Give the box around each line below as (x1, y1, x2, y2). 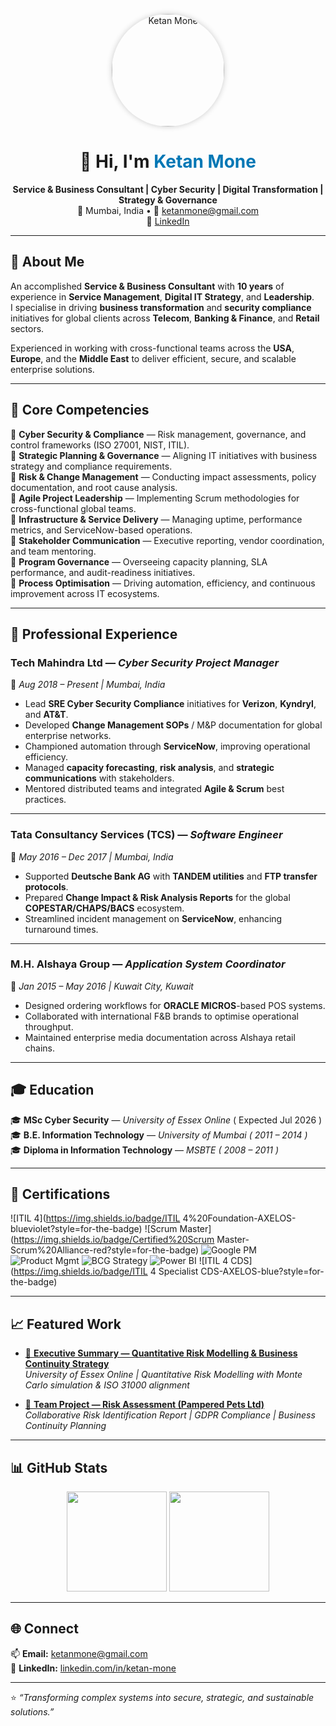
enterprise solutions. (10, 363, 95, 375)
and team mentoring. (10, 545, 97, 557)
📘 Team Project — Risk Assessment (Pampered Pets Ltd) (24, 1399, 265, 1411)
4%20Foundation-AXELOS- (182, 1212, 297, 1224)
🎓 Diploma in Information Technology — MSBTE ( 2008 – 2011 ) (10, 1144, 280, 1156)
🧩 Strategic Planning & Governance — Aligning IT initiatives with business (10, 449, 318, 461)
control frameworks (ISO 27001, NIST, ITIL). (10, 439, 190, 451)
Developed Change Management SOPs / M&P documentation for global (24, 719, 323, 731)
